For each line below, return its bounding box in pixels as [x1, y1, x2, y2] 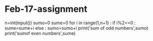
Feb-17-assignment [4, 3, 88, 15]
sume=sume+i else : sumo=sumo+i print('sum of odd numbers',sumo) [4, 25, 149, 31]
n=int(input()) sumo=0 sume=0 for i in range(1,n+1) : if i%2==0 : [4, 20, 136, 26]
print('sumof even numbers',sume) [4, 30, 76, 36]
